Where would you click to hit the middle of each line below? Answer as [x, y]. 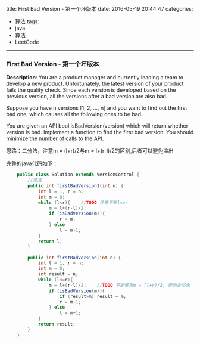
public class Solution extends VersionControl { [78, 175]
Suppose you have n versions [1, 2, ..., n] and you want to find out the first [97, 108]
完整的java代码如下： [32, 163]
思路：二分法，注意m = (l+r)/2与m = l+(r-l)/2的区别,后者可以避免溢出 [90, 151]
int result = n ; [58, 274]
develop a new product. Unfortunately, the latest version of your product [95, 84]
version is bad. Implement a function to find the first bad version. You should [100, 132]
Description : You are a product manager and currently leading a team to [95, 78]
